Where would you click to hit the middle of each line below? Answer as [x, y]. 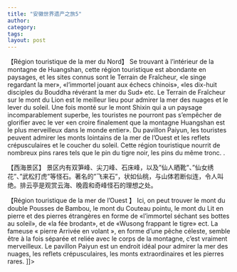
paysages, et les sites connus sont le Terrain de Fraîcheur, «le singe [107, 77]
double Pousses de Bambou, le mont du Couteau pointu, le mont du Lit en [116, 209]
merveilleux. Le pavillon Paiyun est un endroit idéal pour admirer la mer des [118, 246]
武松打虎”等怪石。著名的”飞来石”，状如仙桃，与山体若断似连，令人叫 [123, 177]
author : [19, 21]
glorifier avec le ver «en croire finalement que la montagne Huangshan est [116, 122]
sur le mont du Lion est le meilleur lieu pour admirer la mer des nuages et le [118, 100]
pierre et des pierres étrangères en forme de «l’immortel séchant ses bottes [118, 216]
